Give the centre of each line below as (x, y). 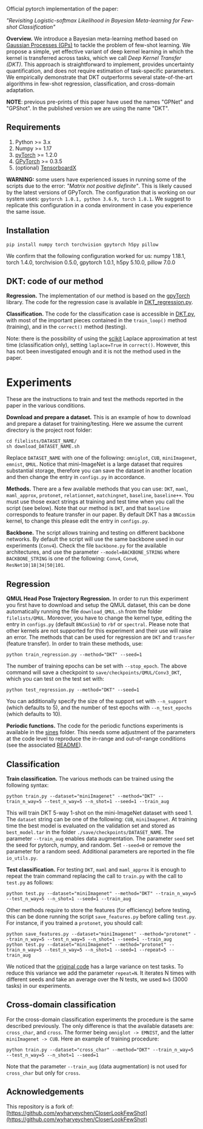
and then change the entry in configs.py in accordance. (76, 477)
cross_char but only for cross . (43, 1073)
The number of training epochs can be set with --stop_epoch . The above (97, 666)
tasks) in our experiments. (39, 986)
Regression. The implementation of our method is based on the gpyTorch (98, 296)
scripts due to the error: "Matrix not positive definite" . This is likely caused (99, 186)
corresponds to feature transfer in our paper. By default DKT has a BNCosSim (101, 515)
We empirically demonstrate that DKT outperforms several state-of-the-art (99, 77)
